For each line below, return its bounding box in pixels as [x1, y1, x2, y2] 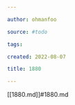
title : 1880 [7, 66, 41, 73]
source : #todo [7, 28, 48, 35]
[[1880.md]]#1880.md [7, 91, 69, 99]
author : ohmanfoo [7, 16, 57, 23]
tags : [7, 40, 23, 48]
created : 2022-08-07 [7, 53, 67, 60]
